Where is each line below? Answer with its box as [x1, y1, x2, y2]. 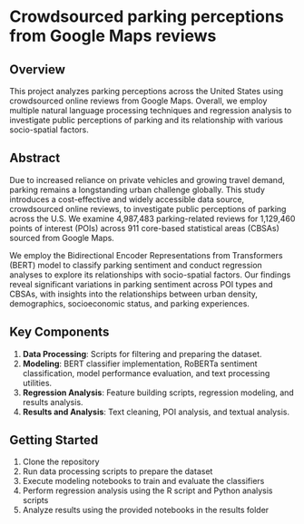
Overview [9, 62, 66, 77]
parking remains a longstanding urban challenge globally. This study [9, 184, 266, 195]
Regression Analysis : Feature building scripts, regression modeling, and [22, 387, 295, 398]
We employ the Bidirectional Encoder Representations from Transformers [9, 249, 283, 260]
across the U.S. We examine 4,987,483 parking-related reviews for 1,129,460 [9, 213, 296, 224]
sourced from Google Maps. [9, 232, 115, 243]
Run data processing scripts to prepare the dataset [22, 466, 213, 477]
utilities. [22, 377, 53, 388]
